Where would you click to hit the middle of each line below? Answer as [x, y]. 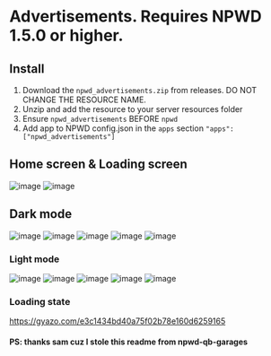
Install [27, 69]
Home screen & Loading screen [99, 165]
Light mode [35, 259]
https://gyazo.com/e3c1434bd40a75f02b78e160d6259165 [118, 321]
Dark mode [41, 214]
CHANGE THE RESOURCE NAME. [84, 100]
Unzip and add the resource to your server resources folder [132, 109]
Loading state [40, 301]
